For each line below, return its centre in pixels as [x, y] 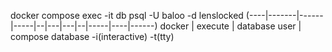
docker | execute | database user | [230, 26]
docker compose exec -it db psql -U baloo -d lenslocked [127, 15]
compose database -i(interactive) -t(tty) [92, 36]
